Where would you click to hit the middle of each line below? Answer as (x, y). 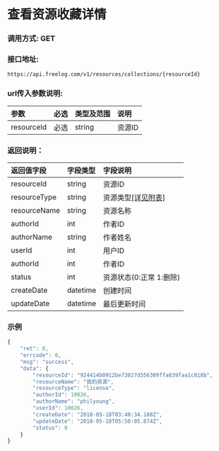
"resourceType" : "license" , (74, 388)
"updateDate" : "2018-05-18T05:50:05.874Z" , (97, 421)
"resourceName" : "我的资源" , (73, 382)
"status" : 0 (51, 428)
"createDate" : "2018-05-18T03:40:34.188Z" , (97, 414)
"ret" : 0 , (35, 349)
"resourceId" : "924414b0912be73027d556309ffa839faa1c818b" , (123, 375)
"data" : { (35, 368)
